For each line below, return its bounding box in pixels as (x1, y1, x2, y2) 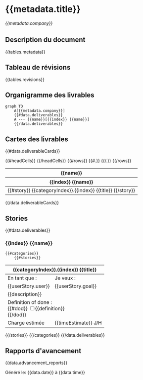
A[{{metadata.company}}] (14, 108, 65, 113)
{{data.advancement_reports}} (5, 360, 68, 366)
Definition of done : (7, 299, 52, 306)
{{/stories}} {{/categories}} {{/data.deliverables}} (5, 332, 105, 338)
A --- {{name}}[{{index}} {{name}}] (14, 117, 90, 122)
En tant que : (7, 275, 37, 282)
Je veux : (54, 275, 76, 282)
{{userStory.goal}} (54, 283, 97, 289)
